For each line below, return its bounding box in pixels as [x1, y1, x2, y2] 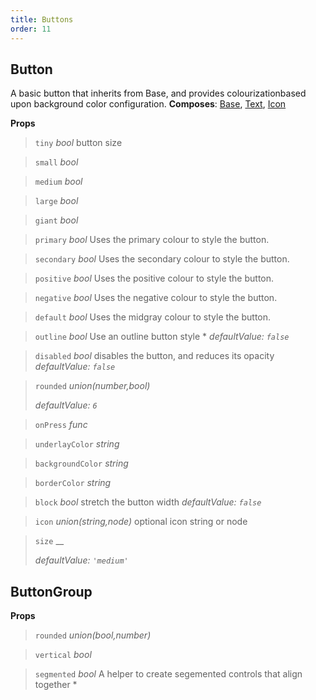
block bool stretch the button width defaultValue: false [34, 496, 262, 508]
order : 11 [10, 24, 52, 34]
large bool [34, 195, 79, 207]
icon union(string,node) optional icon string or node [34, 516, 248, 528]
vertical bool [34, 649, 92, 661]
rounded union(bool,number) [34, 629, 152, 641]
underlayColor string [34, 438, 120, 450]
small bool [34, 156, 79, 168]
